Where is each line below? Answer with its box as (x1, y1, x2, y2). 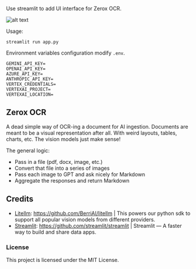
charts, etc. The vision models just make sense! (6, 135, 121, 143)
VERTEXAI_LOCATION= (6, 92, 54, 97)
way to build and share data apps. (14, 228, 97, 236)
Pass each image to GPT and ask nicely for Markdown (14, 170, 145, 178)
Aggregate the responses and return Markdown (14, 177, 130, 184)
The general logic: (6, 147, 50, 154)
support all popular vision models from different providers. (14, 216, 156, 223)
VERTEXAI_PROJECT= (6, 86, 51, 92)
